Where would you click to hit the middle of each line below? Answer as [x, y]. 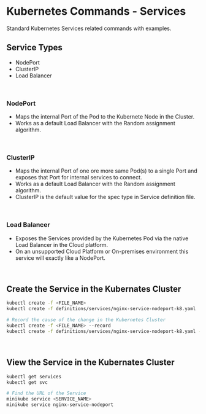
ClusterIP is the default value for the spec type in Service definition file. [105, 197]
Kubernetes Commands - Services [96, 11]
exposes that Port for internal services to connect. [78, 178]
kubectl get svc [27, 382]
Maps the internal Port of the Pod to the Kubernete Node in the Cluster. [105, 117]
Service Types [35, 48]
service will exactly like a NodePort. [60, 258]
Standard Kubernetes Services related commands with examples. [89, 28]
